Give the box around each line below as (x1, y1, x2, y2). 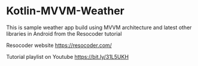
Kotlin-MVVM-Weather (6, 4, 124, 18)
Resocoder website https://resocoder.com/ (6, 42, 112, 49)
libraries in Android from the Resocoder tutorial (6, 30, 122, 37)
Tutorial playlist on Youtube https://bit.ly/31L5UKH (6, 53, 129, 60)
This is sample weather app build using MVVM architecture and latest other (6, 24, 192, 31)
